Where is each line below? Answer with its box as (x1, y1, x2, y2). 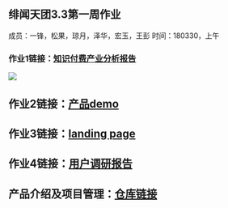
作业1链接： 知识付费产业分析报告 (8, 53, 137, 64)
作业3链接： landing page (8, 126, 136, 140)
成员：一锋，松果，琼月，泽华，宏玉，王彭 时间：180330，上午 (8, 31, 220, 40)
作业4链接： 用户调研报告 (8, 157, 133, 171)
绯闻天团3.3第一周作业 (8, 7, 121, 22)
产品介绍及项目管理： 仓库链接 (8, 187, 158, 201)
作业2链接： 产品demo (8, 96, 120, 111)
